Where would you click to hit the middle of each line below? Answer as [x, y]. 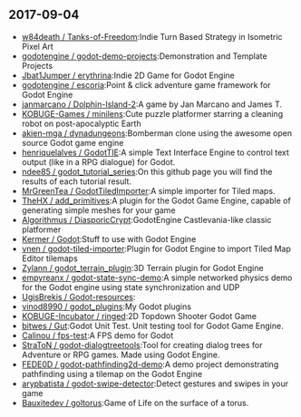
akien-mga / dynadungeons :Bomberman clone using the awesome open [156, 133]
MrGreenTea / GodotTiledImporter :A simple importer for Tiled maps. [148, 190]
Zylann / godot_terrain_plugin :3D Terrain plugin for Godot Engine [142, 267]
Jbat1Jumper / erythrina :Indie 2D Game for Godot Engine [128, 75]
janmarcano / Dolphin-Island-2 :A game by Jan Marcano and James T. [152, 104]
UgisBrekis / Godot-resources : [78, 296]
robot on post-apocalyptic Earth [81, 123]
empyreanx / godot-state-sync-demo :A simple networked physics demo [157, 277]
